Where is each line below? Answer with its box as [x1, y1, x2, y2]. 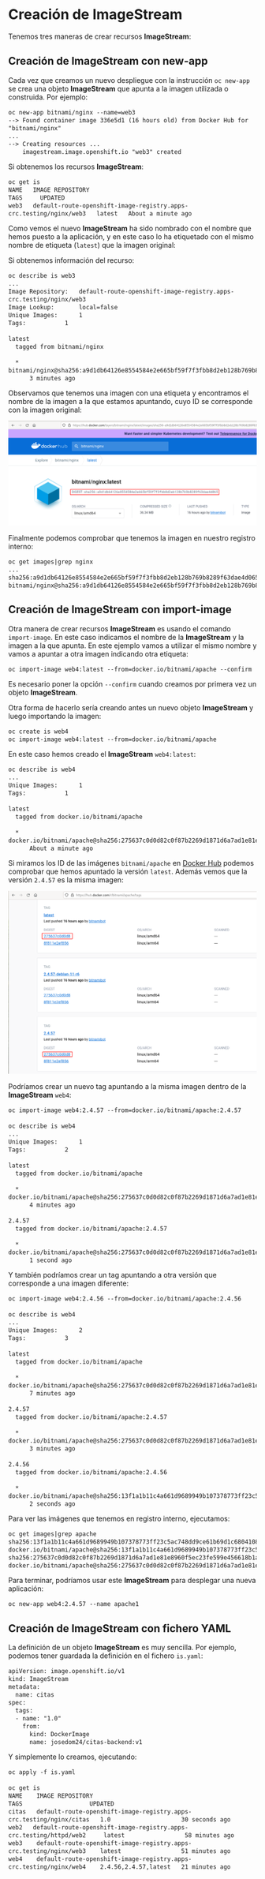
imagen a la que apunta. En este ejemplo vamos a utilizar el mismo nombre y [8, 641, 257, 650]
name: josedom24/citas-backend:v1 [28, 1739, 144, 1746]
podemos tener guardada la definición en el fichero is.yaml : [8, 1651, 203, 1660]
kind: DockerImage [28, 1731, 90, 1739]
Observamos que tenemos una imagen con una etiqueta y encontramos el [8, 388, 249, 398]
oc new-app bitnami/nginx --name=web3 [8, 108, 136, 116]
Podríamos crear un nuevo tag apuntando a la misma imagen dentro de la [8, 1082, 247, 1091]
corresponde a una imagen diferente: [8, 1278, 129, 1288]
